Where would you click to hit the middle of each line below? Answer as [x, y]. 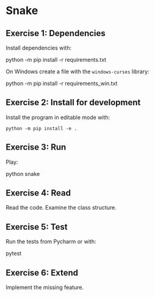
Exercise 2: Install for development [73, 102]
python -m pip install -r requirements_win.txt [62, 83]
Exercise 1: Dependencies [56, 33]
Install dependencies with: [39, 48]
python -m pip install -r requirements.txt [56, 60]
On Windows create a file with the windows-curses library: [78, 71]
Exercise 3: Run [36, 147]
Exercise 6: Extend [42, 273]
